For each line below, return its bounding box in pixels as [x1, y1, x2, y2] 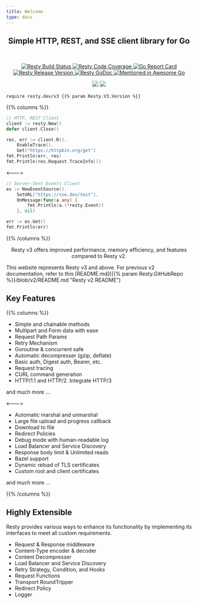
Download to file [14, 424, 55, 431]
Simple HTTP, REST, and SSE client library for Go [8, 36, 190, 46]
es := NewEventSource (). [6, 186, 67, 192]
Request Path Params [14, 333, 67, 340]
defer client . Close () [6, 126, 60, 132]
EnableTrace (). [16, 142, 54, 148]
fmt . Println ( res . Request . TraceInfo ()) [6, 159, 101, 165]
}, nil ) [16, 208, 35, 214]
